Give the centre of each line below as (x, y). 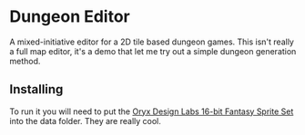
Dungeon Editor (70, 17)
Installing (36, 89)
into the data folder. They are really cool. (86, 121)
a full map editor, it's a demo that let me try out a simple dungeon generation (153, 51)
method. (25, 61)
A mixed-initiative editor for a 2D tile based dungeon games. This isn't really (152, 42)
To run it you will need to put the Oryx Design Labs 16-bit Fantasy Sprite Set (152, 111)
